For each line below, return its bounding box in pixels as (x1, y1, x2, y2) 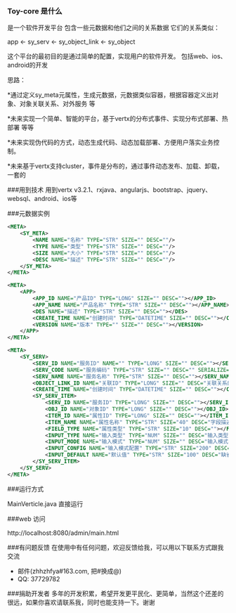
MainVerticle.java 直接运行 (7, 499, 84, 508)
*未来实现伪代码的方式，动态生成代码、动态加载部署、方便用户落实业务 (7, 138, 214, 147)
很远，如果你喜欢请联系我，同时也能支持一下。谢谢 (7, 598, 155, 606)
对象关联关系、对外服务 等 (19, 100, 96, 108)
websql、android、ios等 (7, 195, 77, 203)
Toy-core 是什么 (7, 6, 63, 15)
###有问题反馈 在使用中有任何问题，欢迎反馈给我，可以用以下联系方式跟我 (7, 543, 224, 551)
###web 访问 (7, 515, 46, 523)
